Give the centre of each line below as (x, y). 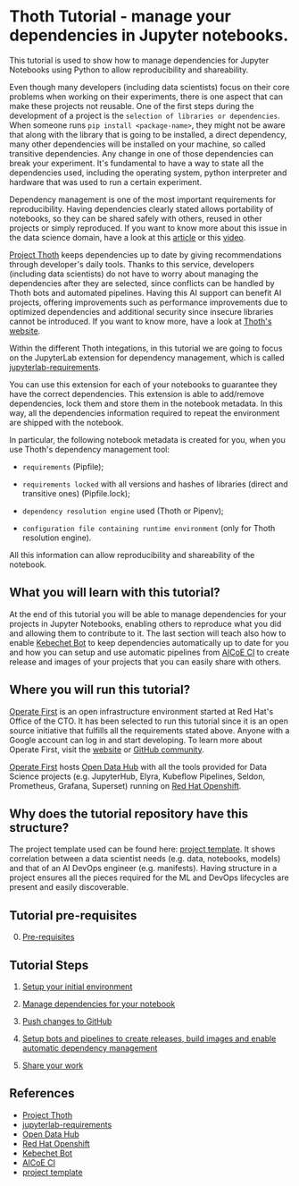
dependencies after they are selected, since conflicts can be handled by (142, 283)
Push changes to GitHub (67, 1021)
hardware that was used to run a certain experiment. (106, 182)
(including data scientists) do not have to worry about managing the (134, 274)
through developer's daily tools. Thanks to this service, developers (132, 264)
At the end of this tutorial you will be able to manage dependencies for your (148, 614)
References (42, 1093)
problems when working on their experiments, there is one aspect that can (146, 97)
